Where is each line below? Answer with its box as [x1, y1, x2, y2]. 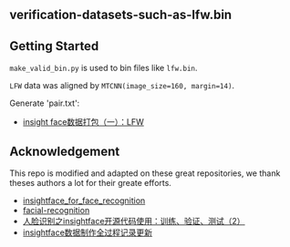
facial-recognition [22, 205, 90, 216]
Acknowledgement [9, 143, 120, 159]
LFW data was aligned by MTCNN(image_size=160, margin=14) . [9, 80, 235, 91]
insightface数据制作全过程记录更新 [22, 227, 153, 238]
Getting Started [9, 38, 99, 54]
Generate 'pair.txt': [9, 98, 80, 108]
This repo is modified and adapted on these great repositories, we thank [9, 168, 281, 179]
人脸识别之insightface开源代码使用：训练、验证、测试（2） [22, 216, 245, 227]
